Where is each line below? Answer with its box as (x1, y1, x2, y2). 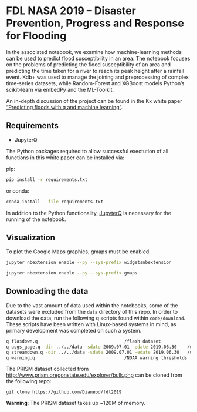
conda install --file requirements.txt (6, 199, 104, 205)
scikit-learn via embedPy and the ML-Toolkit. (6, 86, 114, 93)
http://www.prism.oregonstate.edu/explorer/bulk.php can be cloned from (6, 371, 183, 378)
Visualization (6, 232, 56, 242)
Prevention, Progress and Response (6, 16, 185, 30)
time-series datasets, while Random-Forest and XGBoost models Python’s (6, 79, 185, 86)
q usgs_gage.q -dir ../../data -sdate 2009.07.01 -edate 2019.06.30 (6, 344, 177, 350)
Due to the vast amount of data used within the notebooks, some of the (6, 302, 178, 309)
